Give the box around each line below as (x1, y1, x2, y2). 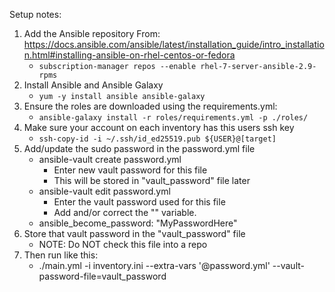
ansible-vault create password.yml (38, 154, 182, 165)
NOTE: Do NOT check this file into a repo (38, 239, 208, 250)
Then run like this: (23, 249, 99, 261)
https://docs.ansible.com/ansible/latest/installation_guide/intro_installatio (23, 39, 325, 50)
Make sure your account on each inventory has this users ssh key (23, 122, 295, 133)
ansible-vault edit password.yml (38, 185, 171, 197)
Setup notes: (9, 9, 62, 20)
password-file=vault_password (38, 270, 167, 282)
